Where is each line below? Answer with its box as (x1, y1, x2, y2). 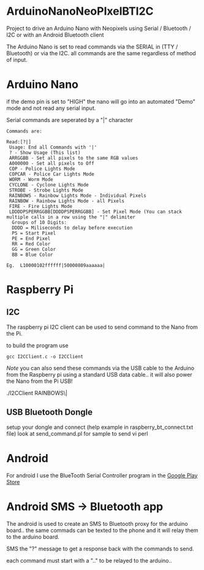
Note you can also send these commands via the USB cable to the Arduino (6, 364, 195, 372)
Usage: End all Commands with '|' (9, 144, 97, 150)
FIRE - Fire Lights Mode (9, 203, 72, 209)
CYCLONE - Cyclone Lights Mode (9, 182, 89, 188)
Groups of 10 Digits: (12, 219, 67, 225)
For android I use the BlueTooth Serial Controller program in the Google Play (6, 471, 198, 479)
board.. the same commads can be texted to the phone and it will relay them (6, 526, 198, 534)
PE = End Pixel (12, 235, 51, 242)
